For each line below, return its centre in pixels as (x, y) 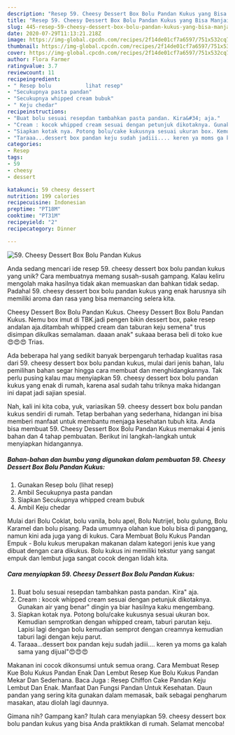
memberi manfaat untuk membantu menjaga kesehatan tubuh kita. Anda (111, 421)
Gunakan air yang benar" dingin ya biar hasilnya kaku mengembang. (116, 607)
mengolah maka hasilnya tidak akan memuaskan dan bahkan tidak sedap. (113, 283)
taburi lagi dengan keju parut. (60, 637)
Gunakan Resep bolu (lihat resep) (65, 484)
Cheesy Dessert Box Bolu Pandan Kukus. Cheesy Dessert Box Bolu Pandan (115, 312)
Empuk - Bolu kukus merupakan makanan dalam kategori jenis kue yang (111, 543)
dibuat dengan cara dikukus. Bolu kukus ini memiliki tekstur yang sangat (111, 550)
